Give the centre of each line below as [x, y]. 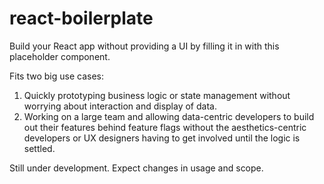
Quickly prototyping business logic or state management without [157, 95]
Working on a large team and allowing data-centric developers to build [169, 116]
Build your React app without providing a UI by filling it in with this [144, 46]
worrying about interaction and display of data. [120, 106]
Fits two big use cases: [56, 76]
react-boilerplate [81, 18]
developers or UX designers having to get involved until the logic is [162, 138]
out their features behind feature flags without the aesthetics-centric [165, 127]
